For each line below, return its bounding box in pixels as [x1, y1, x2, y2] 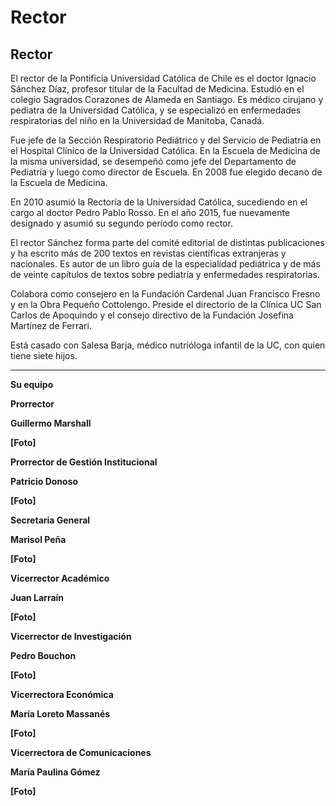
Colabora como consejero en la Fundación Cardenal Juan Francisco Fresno [10, 288, 321, 300]
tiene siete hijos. [10, 350, 78, 361]
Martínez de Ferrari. [10, 320, 92, 331]
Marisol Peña [10, 534, 67, 545]
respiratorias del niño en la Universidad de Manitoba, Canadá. [10, 115, 265, 126]
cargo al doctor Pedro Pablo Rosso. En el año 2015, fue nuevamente [10, 207, 291, 218]
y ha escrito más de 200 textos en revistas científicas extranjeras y [10, 247, 287, 259]
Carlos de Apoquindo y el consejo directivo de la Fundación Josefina [10, 309, 294, 321]
